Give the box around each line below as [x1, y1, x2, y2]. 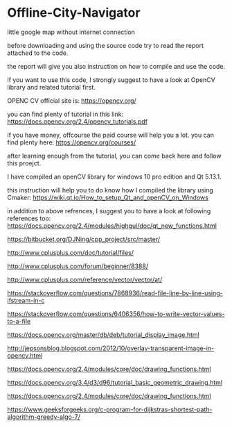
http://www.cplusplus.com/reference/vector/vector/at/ [7, 275, 163, 283]
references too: [7, 214, 51, 222]
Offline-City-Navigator [7, 5, 141, 21]
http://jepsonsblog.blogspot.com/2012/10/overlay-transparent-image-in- [7, 344, 215, 352]
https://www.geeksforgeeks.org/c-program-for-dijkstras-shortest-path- [7, 405, 213, 413]
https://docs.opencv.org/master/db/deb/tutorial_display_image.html [7, 330, 199, 338]
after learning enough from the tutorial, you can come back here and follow [7, 151, 222, 160]
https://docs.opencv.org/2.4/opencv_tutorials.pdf [7, 117, 148, 126]
